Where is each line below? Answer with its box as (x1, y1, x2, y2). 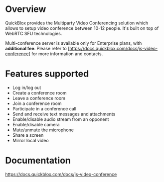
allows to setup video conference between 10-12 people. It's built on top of (5, 25, 159, 31)
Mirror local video (12, 137, 49, 143)
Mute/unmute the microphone (12, 127, 74, 133)
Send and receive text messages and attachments (12, 111, 116, 117)
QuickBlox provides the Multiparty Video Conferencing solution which (5, 20, 149, 26)
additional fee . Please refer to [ (5, 45, 70, 51)
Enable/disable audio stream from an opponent (12, 116, 109, 122)
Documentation (5, 155, 71, 166)
